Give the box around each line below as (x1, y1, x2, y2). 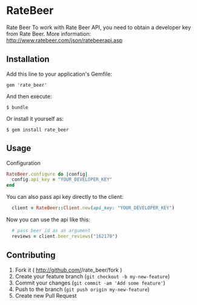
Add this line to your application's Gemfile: (6, 70, 112, 78)
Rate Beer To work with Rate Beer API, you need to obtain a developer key (6, 24, 192, 31)
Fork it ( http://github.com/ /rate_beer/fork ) (15, 266, 122, 273)
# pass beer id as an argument (12, 228, 91, 234)
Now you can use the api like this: (6, 216, 90, 223)
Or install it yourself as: (6, 115, 64, 122)
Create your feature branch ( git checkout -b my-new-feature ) (15, 272, 170, 280)
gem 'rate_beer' (6, 82, 47, 88)
